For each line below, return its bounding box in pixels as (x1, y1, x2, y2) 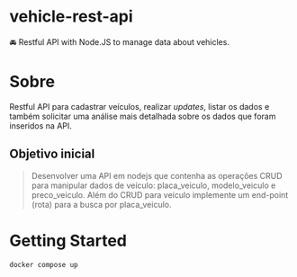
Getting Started (9, 230, 128, 251)
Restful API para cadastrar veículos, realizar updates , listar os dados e (9, 101, 270, 112)
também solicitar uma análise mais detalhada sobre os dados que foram (9, 111, 276, 121)
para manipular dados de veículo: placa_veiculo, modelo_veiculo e (31, 180, 276, 191)
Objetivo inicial (9, 147, 95, 162)
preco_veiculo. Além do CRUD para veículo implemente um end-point (31, 189, 289, 200)
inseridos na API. (9, 120, 72, 131)
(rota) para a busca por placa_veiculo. (31, 199, 173, 210)
